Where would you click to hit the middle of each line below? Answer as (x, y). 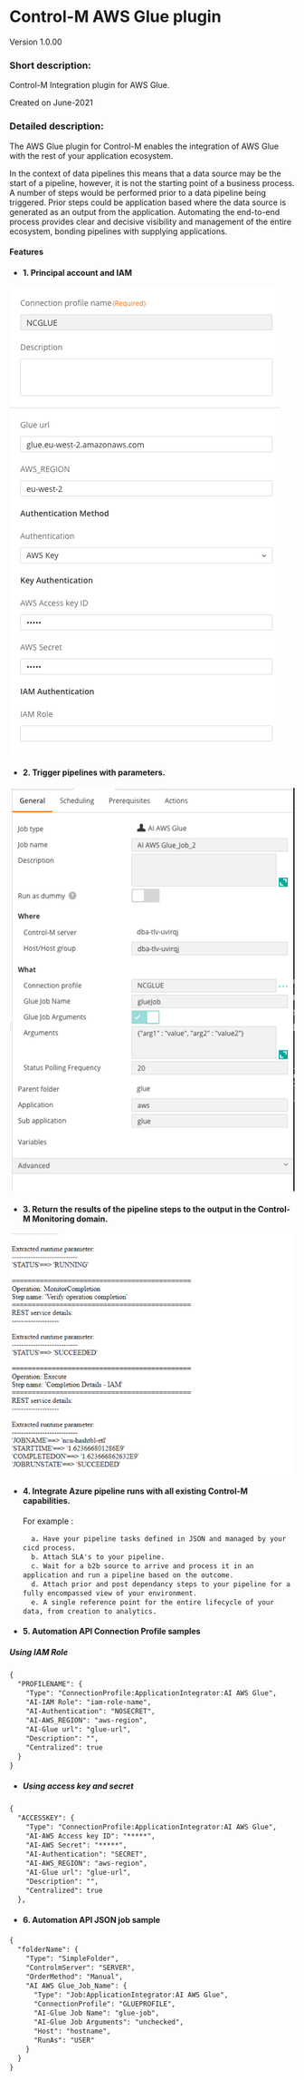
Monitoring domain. (70, 1219)
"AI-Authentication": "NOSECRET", (90, 1712)
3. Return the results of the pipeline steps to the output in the (139, 1209)
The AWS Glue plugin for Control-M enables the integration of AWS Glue (144, 146)
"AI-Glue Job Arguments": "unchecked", (108, 2022)
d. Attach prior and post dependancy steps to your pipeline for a (161, 1584)
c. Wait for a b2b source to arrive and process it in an (142, 1566)
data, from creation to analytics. (90, 1611)
